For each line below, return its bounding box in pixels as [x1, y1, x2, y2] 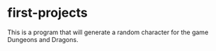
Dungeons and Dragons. [7, 35, 79, 43]
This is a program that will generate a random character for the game [7, 28, 209, 36]
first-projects [7, 5, 88, 21]
